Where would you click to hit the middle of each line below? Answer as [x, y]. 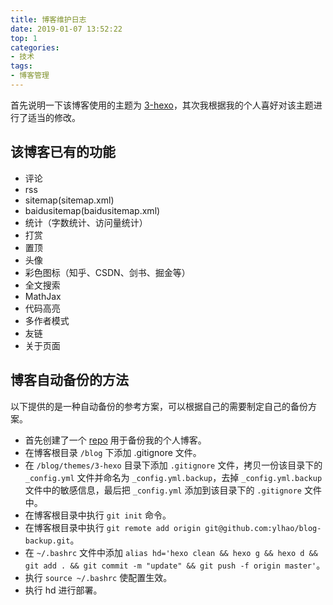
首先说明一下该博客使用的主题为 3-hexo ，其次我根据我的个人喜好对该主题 [162, 105]
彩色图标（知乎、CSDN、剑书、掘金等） [107, 272]
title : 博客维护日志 [48, 19]
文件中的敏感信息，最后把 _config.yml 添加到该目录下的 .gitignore [163, 490]
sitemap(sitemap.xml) [69, 200]
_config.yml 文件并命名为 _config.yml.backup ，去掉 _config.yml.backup [173, 477]
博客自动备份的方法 [69, 380]
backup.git [47, 541]
